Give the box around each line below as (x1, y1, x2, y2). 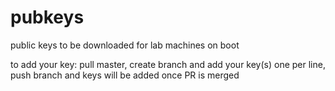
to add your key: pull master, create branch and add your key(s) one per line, (10, 58, 326, 70)
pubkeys (10, 6, 85, 29)
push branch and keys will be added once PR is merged (10, 69, 240, 81)
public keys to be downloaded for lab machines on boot (10, 39, 240, 51)
